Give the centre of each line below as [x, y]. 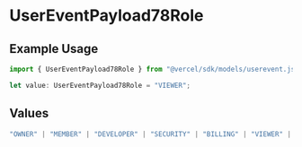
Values [29, 113]
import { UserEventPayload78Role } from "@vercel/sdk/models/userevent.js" [154, 69]
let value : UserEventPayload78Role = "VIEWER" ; [100, 85]
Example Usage [54, 49]
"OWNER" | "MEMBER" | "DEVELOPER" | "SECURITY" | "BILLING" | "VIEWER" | [151, 134]
